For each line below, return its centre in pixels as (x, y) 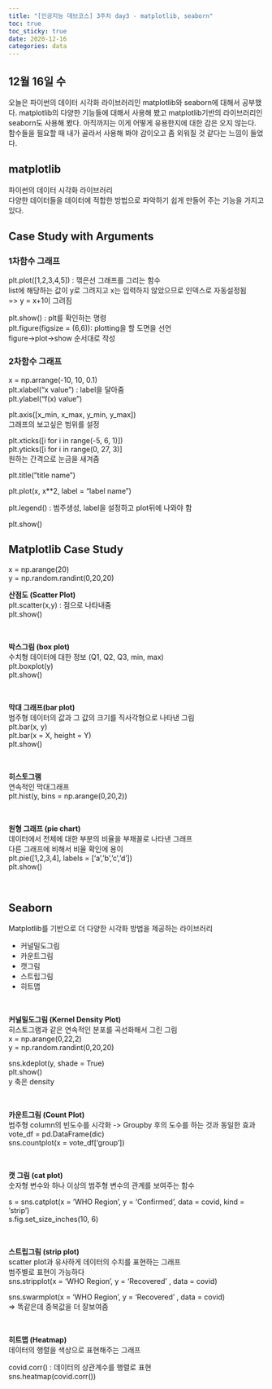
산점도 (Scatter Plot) (42, 595)
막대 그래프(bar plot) (42, 707)
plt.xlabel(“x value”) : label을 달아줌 (66, 389)
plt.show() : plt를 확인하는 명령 (58, 318)
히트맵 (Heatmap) (38, 1340)
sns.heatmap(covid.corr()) (52, 1377)
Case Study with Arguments (81, 237)
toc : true (25, 24)
